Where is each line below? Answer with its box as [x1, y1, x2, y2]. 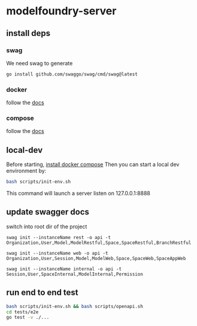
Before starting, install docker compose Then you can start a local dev [6, 161, 180, 168]
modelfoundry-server [6, 4, 117, 18]
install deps [6, 28, 51, 38]
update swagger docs [6, 207, 90, 217]
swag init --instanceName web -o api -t [6, 250, 109, 256]
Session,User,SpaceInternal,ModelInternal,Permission [6, 271, 144, 277]
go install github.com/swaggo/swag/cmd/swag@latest [6, 71, 138, 77]
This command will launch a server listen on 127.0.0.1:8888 [6, 190, 151, 197]
